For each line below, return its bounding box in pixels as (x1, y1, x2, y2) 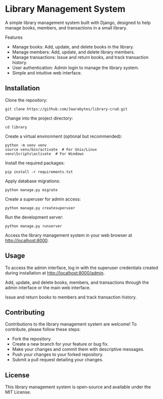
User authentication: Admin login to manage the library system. (12, 65, 140, 71)
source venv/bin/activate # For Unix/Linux (5, 147, 97, 152)
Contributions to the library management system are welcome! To (5, 321, 137, 327)
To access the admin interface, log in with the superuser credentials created (5, 265, 159, 271)
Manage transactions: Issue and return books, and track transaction (12, 54, 149, 60)
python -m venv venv (5, 143, 47, 148)
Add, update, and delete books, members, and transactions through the (5, 279, 149, 285)
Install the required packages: (5, 160, 65, 166)
